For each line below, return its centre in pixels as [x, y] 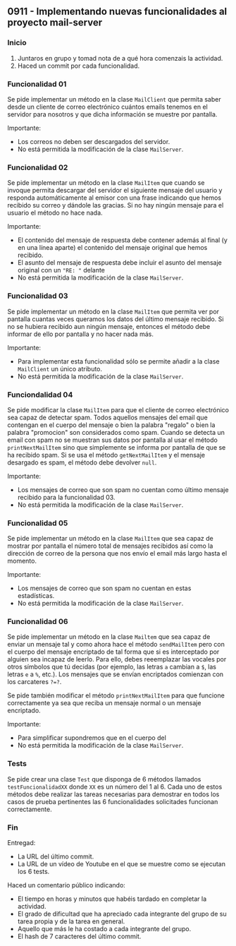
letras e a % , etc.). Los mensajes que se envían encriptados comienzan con [116, 674]
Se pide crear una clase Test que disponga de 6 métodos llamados [104, 779]
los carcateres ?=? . [35, 682]
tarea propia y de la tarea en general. [71, 921]
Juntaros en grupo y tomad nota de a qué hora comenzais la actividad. [120, 58]
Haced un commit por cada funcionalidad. [79, 66]
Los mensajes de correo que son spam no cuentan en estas [104, 588]
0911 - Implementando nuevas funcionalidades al [117, 12]
